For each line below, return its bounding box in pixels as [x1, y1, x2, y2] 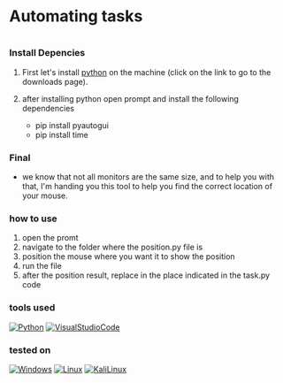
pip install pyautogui [34, 119, 109, 130]
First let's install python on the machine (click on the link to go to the [21, 66, 272, 77]
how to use [9, 212, 57, 225]
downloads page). [21, 76, 88, 87]
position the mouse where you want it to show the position [21, 251, 236, 262]
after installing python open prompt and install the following [21, 93, 239, 103]
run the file [21, 261, 62, 272]
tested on [9, 343, 51, 356]
